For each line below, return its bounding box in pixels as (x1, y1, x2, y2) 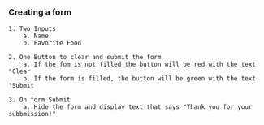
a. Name (23, 32, 49, 41)
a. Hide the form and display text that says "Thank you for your (23, 103, 253, 111)
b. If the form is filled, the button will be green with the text (23, 75, 256, 83)
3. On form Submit (8, 96, 71, 104)
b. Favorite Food (23, 39, 82, 47)
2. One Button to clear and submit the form (8, 54, 162, 62)
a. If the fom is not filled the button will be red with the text (23, 60, 256, 69)
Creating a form (8, 6, 71, 18)
